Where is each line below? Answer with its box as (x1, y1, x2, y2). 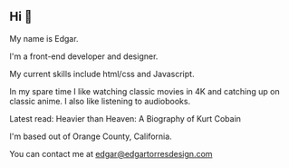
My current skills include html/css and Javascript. (9, 68, 195, 79)
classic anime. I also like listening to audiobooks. (9, 95, 191, 106)
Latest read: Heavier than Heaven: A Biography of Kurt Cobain (9, 113, 242, 124)
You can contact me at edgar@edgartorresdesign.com (9, 148, 213, 159)
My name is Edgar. (9, 33, 79, 44)
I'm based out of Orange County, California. (9, 131, 172, 142)
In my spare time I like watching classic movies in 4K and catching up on (9, 85, 280, 96)
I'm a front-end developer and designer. (9, 51, 159, 62)
